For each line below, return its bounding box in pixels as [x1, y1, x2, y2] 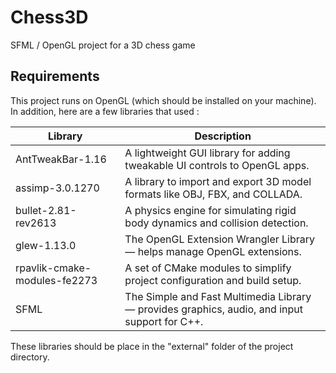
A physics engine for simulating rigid [124, 203, 297, 217]
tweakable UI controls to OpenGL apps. [124, 158, 310, 172]
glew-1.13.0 [15, 238, 77, 252]
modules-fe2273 [15, 273, 98, 287]
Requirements [10, 68, 100, 85]
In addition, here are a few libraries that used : [10, 105, 200, 117]
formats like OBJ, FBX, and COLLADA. [124, 187, 303, 201]
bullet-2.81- [15, 203, 77, 217]
